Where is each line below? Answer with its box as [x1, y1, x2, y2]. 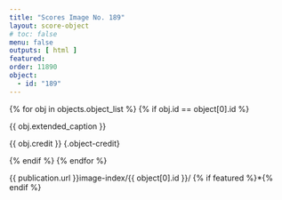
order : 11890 [9, 63, 58, 72]
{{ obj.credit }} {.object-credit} [9, 138, 120, 148]
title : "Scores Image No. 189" [9, 12, 125, 22]
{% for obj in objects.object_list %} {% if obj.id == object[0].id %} [9, 103, 250, 114]
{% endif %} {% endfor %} [9, 155, 108, 165]
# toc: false [9, 29, 58, 38]
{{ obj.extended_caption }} [9, 121, 107, 132]
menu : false [9, 37, 53, 47]
